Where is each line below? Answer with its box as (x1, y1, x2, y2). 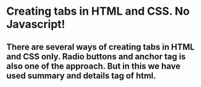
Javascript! (6, 17, 65, 31)
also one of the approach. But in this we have (6, 61, 181, 71)
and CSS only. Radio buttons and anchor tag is (6, 51, 186, 62)
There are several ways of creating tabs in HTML (6, 42, 195, 52)
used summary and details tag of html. (6, 70, 156, 81)
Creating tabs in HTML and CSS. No (6, 4, 190, 18)
